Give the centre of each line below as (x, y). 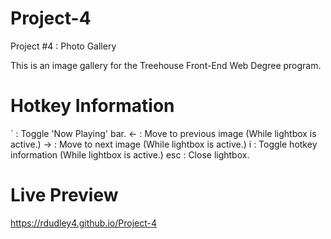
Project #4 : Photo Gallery (63, 46)
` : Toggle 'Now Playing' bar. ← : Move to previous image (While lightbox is (163, 133)
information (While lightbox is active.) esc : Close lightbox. (130, 154)
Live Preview (64, 195)
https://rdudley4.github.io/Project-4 (84, 223)
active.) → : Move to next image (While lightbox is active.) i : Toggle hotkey (164, 144)
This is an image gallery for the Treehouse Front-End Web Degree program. (166, 65)
